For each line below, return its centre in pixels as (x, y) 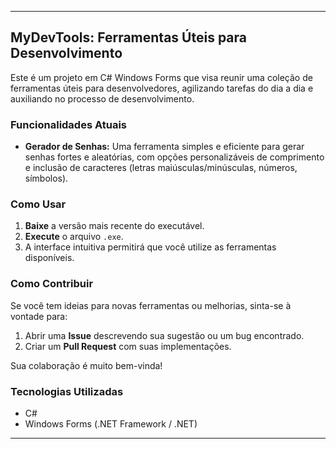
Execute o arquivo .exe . (74, 237)
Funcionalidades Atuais (68, 124)
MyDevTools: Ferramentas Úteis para (128, 37)
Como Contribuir (52, 284)
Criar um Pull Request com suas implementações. (128, 346)
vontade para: (39, 316)
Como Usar (38, 204)
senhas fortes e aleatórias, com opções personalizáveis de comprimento (174, 157)
